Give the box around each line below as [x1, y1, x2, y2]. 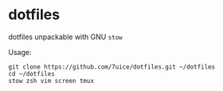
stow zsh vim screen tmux [8, 77, 94, 85]
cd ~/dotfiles [8, 69, 56, 77]
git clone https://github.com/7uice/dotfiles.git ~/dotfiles [8, 62, 216, 71]
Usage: [8, 47, 32, 57]
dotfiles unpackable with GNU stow [8, 32, 123, 42]
